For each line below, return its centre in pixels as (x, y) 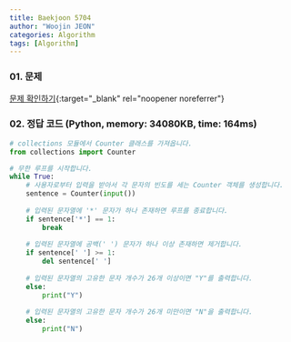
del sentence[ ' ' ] (77, 262)
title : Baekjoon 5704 (50, 18)
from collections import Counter (73, 152)
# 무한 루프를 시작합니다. (51, 168)
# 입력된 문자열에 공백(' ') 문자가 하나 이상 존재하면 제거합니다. (134, 245)
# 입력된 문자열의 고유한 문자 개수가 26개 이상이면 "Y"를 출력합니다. (139, 278)
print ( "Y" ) (63, 295)
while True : (32, 177)
